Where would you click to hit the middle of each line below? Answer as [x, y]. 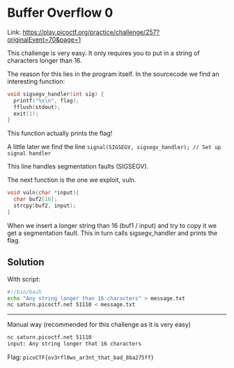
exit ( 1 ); [26, 114]
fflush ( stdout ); [37, 107]
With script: [24, 279]
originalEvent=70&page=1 [44, 39]
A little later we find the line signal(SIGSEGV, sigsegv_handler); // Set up [114, 147]
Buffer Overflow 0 [60, 13]
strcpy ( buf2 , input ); [45, 206]
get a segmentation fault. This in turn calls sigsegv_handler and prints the [112, 233]
